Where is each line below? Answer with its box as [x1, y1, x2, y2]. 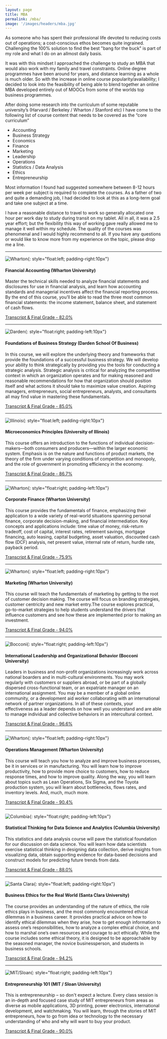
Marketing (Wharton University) [5, 580, 73, 586]
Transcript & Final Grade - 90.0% [5, 1028, 73, 1034]
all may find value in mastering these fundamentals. [5, 394, 111, 400]
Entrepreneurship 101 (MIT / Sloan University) [5, 981, 101, 987]
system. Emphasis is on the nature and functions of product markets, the [5, 450, 154, 456]
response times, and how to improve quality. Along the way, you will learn [5, 773, 156, 779]
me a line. [5, 242, 25, 248]
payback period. [5, 544, 39, 550]
